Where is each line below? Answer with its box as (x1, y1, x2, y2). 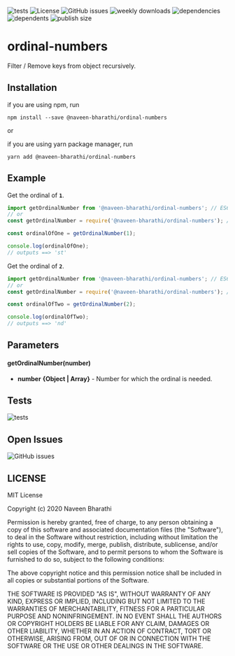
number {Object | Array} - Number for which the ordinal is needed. (17, 374, 213, 383)
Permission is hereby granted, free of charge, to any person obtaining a (7, 518, 213, 527)
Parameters (7, 339, 59, 351)
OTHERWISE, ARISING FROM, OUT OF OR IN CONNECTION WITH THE (7, 634, 211, 643)
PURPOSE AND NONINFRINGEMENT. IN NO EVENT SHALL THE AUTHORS (7, 612, 222, 620)
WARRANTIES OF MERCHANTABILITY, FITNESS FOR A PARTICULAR (7, 605, 205, 613)
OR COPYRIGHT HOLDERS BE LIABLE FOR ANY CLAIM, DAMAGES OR (7, 620, 210, 628)
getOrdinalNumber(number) (7, 359, 91, 367)
